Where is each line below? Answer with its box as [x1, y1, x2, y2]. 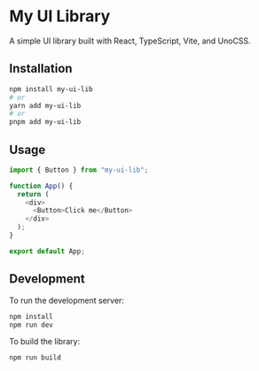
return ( [17, 189, 50, 198]
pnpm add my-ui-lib [9, 118, 82, 127]
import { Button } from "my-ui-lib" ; [9, 166, 149, 174]
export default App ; [9, 246, 86, 256]
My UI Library [9, 6, 111, 27]
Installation [9, 61, 73, 76]
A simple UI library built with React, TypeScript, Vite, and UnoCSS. [9, 35, 251, 46]
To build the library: [9, 336, 81, 347]
